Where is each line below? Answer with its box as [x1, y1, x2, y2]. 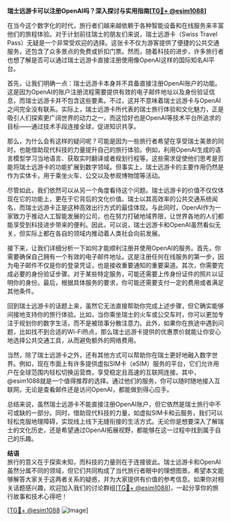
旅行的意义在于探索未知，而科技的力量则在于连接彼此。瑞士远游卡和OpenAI [7, 458, 221, 466]
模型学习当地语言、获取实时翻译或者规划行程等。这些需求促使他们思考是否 [12, 155, 224, 162]
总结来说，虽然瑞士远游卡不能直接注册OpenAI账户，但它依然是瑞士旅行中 [7, 400, 215, 408]
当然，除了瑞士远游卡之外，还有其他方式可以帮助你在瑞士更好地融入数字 [7, 351, 212, 359]
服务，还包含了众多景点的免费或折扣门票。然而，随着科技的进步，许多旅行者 [7, 48, 224, 55]
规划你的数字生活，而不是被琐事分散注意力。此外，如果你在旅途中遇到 [19, 319, 218, 327]
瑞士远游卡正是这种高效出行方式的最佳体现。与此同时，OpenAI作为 [25, 204, 215, 211]
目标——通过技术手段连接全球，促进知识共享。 [7, 122, 140, 130]
